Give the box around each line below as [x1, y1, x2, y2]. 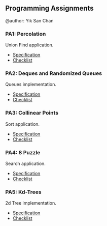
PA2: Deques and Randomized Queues [5, 70, 102, 77]
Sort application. [5, 121, 40, 127]
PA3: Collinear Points [5, 109, 59, 117]
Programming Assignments [5, 4, 94, 13]
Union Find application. [5, 42, 54, 48]
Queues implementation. [5, 81, 57, 88]
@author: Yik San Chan [5, 17, 54, 23]
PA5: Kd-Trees [5, 188, 42, 195]
